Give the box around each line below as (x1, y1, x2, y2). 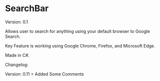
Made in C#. (5, 52, 30, 58)
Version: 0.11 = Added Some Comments (5, 71, 84, 77)
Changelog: (5, 62, 28, 67)
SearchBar (5, 3, 49, 14)
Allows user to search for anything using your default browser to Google (5, 28, 150, 34)
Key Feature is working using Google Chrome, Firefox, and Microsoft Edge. (5, 43, 155, 49)
